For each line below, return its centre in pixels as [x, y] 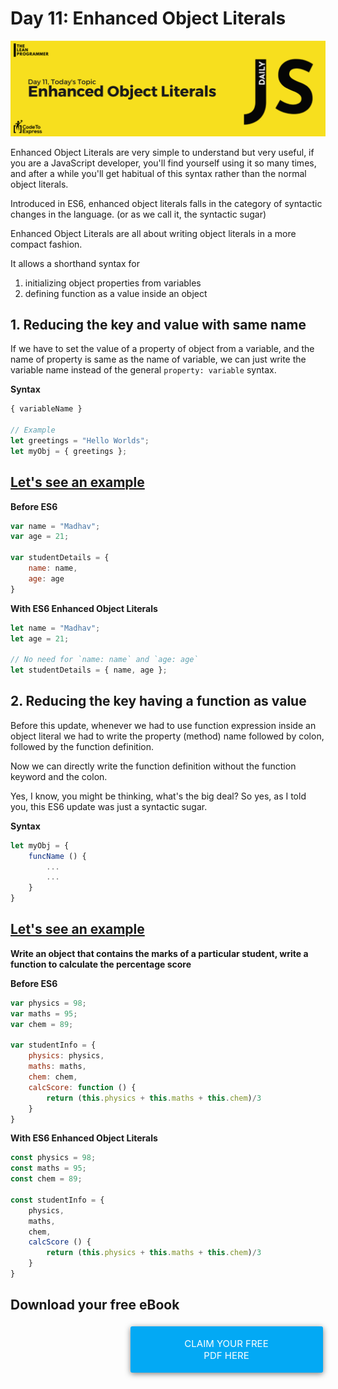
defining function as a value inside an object [116, 293]
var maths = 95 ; [44, 1013]
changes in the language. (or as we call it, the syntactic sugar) [138, 214]
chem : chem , [53, 1077]
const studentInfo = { [57, 1200]
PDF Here [226, 1355]
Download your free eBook [95, 1305]
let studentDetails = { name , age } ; [89, 670]
